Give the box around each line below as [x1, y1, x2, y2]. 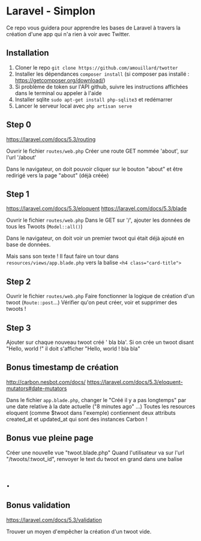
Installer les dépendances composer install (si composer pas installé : [14, 70, 190, 78]
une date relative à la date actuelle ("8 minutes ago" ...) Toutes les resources [6, 403, 196, 410]
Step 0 [6, 120, 32, 130]
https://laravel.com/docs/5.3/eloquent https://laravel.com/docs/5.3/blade [6, 205, 187, 212]
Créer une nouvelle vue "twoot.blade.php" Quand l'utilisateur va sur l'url [6, 449, 185, 456]
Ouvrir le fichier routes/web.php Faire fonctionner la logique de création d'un [6, 293, 195, 300]
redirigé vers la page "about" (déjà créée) [6, 171, 109, 179]
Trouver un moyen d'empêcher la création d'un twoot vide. [6, 528, 152, 535]
